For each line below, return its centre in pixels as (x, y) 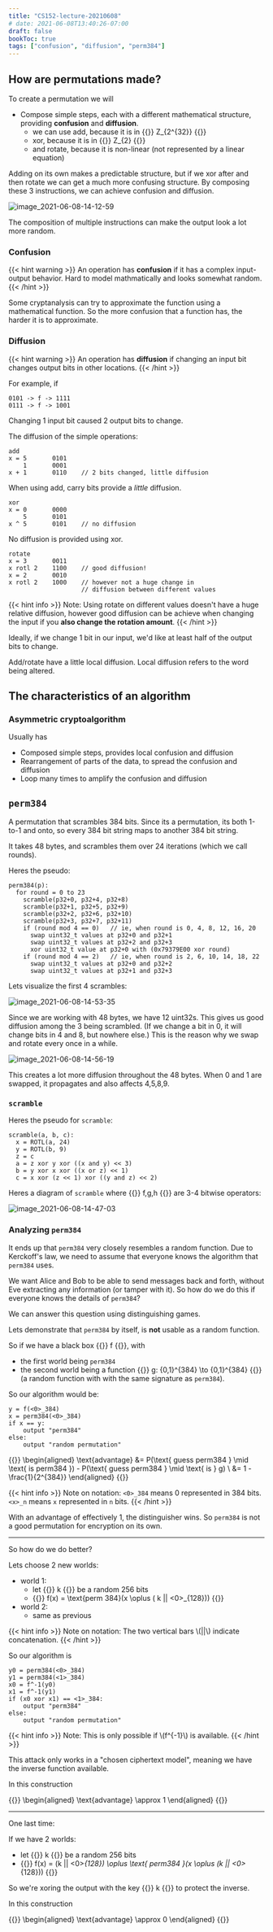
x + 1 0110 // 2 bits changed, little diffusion (108, 473)
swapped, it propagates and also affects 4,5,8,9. (89, 1084)
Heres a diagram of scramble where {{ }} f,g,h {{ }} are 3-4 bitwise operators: (135, 1193)
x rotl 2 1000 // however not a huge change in (102, 582)
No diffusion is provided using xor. (66, 539)
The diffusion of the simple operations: (73, 436)
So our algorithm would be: (54, 1394)
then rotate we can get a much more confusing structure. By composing (129, 182)
